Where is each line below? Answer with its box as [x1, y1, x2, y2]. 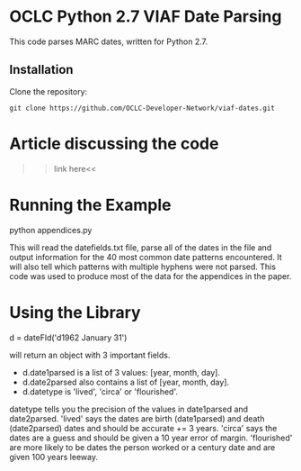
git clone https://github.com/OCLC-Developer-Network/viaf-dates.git [9, 104, 276, 113]
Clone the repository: [9, 86, 88, 96]
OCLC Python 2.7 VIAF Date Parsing [9, 6, 282, 27]
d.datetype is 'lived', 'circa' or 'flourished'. [22, 385, 178, 397]
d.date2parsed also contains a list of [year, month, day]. [22, 376, 230, 387]
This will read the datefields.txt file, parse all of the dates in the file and [9, 241, 272, 253]
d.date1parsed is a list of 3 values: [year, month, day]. [22, 367, 220, 377]
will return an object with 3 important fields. [9, 349, 171, 360]
